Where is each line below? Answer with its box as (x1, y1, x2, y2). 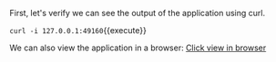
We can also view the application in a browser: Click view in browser (9, 42, 267, 53)
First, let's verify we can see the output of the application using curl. (9, 8, 266, 18)
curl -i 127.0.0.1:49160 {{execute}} (9, 25, 148, 35)
